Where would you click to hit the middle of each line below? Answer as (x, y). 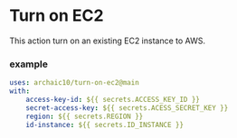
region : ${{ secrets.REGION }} (85, 116)
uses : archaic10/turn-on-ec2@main (75, 83)
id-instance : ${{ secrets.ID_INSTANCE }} (104, 124)
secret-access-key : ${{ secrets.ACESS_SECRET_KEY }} (127, 108)
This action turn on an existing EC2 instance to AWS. (108, 41)
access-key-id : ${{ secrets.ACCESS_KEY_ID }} (113, 99)
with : (19, 91)
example (28, 64)
